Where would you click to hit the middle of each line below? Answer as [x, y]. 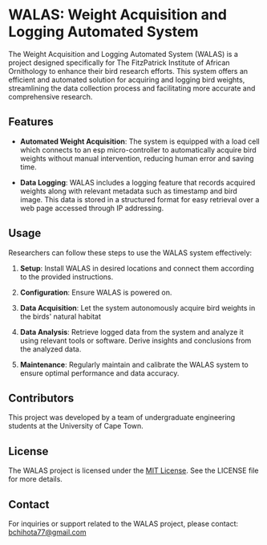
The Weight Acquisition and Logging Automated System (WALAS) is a [123, 54]
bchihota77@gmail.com [47, 532]
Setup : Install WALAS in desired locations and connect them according [137, 268]
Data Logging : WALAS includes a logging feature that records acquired [138, 182]
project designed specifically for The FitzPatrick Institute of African [119, 63]
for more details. [35, 479]
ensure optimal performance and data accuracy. [99, 373]
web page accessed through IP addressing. [92, 208]
